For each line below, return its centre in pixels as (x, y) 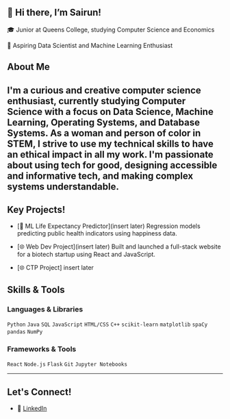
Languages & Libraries (45, 309)
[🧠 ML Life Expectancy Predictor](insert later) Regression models (108, 226)
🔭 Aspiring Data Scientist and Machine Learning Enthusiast (90, 45)
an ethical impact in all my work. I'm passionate (110, 154)
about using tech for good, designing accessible (112, 165)
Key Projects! (36, 209)
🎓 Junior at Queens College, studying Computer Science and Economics (111, 29)
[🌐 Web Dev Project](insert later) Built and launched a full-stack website (119, 246)
